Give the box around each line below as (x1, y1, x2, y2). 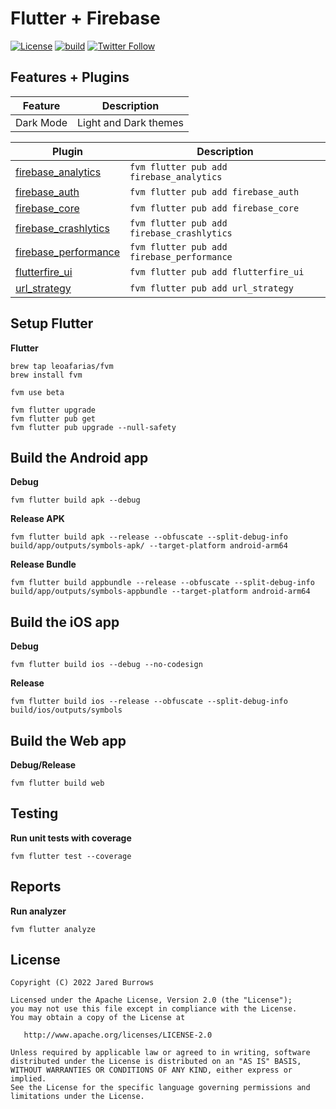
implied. (10, 1074, 47, 1084)
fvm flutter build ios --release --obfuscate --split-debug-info (10, 697, 288, 707)
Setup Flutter (10, 315, 94, 332)
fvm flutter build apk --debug (10, 495, 141, 506)
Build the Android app (10, 449, 149, 466)
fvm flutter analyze (10, 924, 97, 934)
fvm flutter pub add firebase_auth (129, 186, 300, 197)
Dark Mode (15, 115, 68, 129)
